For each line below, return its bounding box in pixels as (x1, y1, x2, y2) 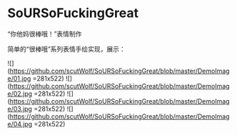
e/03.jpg (7, 104, 32, 113)
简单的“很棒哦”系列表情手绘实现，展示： (7, 44, 126, 53)
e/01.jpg (7, 74, 31, 83)
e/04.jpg (7, 119, 33, 128)
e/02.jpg (7, 89, 33, 98)
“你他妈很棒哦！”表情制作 (7, 29, 82, 38)
